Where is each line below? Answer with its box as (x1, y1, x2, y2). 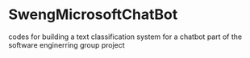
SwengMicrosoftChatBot (8, 6, 178, 24)
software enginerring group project (8, 40, 125, 49)
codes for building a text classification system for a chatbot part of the (8, 32, 243, 41)
